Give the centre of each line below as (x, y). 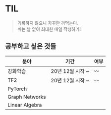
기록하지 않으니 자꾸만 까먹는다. (48, 23)
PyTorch (17, 89)
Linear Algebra (25, 105)
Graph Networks (27, 97)
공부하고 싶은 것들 (31, 46)
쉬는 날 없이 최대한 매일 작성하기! (49, 29)
